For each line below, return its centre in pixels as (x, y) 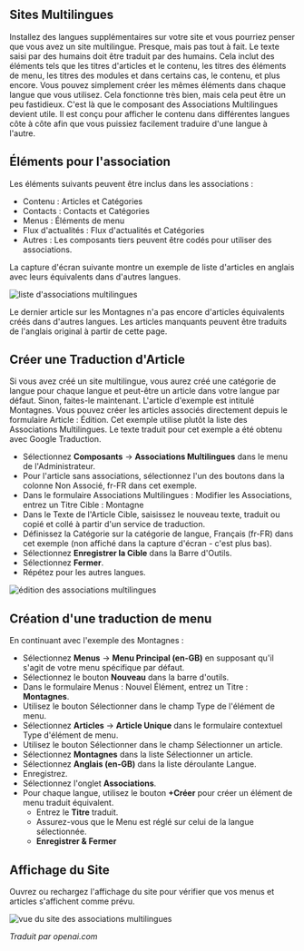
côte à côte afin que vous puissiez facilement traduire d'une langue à (138, 123)
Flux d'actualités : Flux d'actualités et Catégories (113, 230)
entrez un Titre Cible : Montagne (83, 505)
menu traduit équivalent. (68, 803)
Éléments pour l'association (90, 162)
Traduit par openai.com (54, 936)
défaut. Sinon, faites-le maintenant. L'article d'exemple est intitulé (132, 401)
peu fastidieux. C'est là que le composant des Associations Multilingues (144, 104)
